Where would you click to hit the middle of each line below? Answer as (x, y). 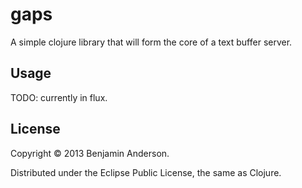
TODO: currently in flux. (59, 97)
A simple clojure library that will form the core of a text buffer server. (151, 42)
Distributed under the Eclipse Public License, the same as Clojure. (146, 172)
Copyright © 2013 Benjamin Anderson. (90, 153)
